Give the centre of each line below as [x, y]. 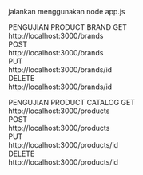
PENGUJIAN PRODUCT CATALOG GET [72, 102]
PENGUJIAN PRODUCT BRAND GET [68, 27]
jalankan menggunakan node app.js [67, 12]
